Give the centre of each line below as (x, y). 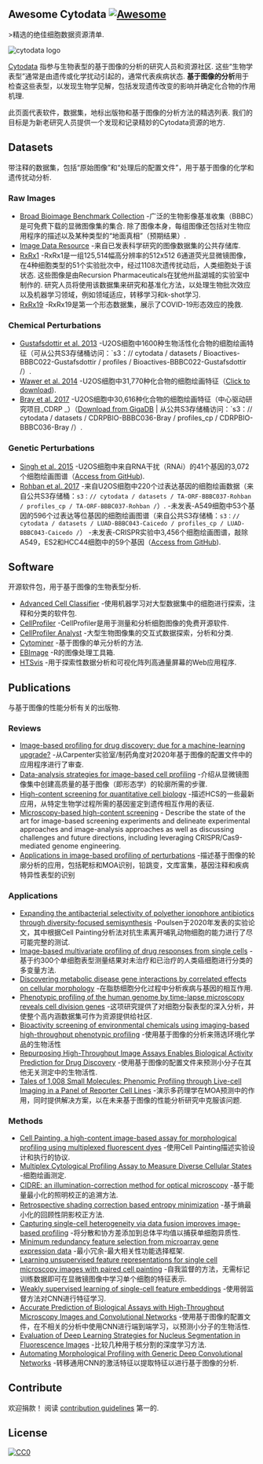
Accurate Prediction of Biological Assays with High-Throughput (122, 1308)
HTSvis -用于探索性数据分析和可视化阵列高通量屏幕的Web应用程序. (128, 662)
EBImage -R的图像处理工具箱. (67, 653)
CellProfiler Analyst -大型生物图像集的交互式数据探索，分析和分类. (126, 633)
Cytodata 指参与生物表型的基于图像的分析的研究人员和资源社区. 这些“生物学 (131, 66)
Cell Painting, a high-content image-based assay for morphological (128, 1138)
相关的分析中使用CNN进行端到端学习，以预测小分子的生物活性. (149, 1327)
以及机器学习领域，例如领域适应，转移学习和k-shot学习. (110, 295)
